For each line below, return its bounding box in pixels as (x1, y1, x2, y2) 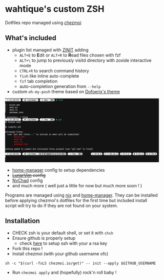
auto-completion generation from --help (19, 83, 101, 89)
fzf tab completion (19, 78, 58, 84)
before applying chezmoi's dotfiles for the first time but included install (5, 197, 147, 203)
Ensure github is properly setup (12, 235, 76, 241)
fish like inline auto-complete (19, 73, 80, 79)
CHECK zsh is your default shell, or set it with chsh (12, 229, 114, 236)
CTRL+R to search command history (19, 68, 89, 74)
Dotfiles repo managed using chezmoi (5, 20, 82, 25)
